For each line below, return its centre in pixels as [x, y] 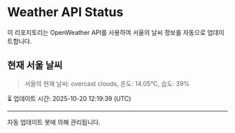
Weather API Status [65, 12]
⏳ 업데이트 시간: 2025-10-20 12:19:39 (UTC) [69, 98]
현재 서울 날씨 [35, 65]
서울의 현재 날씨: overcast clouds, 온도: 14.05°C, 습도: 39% [107, 83]
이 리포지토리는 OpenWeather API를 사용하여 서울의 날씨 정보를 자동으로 [107, 32]
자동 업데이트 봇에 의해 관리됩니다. [54, 122]
